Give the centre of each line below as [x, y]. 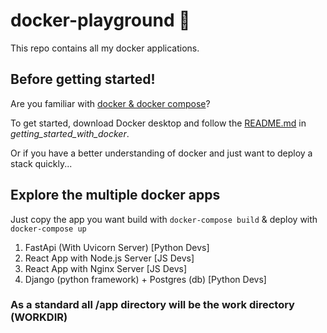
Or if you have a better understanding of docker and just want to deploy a [161, 153]
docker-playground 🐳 [100, 20]
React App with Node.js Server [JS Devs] [109, 258]
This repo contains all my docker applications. [105, 48]
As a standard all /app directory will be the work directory [152, 305]
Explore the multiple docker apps [115, 195]
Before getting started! [83, 79]
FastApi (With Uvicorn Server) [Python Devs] [117, 247]
